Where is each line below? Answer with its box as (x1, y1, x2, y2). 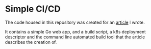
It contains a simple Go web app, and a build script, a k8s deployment (5, 29, 146, 34)
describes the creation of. (5, 39, 57, 45)
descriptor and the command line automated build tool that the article (5, 34, 145, 40)
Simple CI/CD (5, 3, 61, 15)
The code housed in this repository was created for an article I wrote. (5, 19, 145, 25)
